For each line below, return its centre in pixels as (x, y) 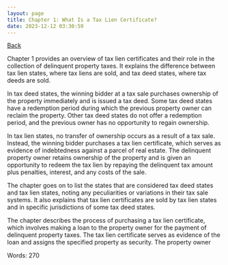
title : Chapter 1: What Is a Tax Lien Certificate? (82, 20)
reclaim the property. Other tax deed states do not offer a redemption (105, 115)
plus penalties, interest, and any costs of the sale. (77, 172)
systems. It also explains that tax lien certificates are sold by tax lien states (112, 200)
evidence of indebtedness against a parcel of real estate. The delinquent (109, 150)
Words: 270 (23, 255)
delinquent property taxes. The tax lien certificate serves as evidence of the (114, 235)
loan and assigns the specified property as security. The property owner (109, 242)
